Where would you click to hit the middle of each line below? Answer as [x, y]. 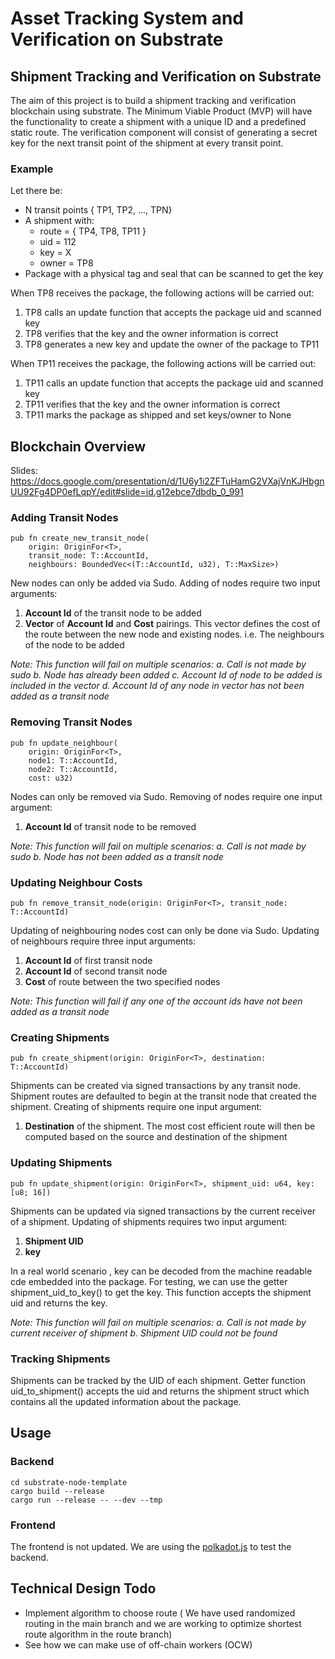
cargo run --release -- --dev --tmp [86, 1500]
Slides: [24, 471]
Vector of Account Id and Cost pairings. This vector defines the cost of [172, 624]
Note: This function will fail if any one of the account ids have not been [156, 1001]
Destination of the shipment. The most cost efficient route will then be [170, 1126]
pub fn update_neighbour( [64, 743]
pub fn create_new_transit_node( [80, 538]
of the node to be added [74, 645]
